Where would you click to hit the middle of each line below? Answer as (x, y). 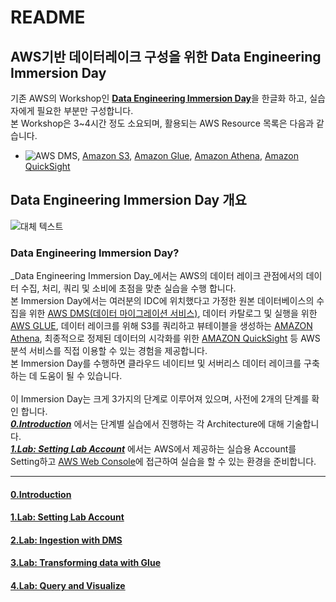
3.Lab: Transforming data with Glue (85, 563)
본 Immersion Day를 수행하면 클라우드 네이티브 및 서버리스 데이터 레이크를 (156, 363)
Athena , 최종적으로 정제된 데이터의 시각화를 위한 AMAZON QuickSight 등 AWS (165, 338)
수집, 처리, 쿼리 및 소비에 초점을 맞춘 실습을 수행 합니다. (128, 288)
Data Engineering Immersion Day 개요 (128, 200)
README (48, 17)
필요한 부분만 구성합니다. (85, 110)
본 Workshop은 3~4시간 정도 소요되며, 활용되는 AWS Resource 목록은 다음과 (162, 123)
